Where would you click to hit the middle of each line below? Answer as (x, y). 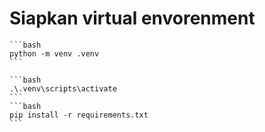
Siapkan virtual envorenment (132, 18)
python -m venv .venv (54, 53)
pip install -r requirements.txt (79, 115)
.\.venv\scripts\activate (63, 88)
